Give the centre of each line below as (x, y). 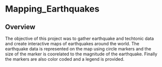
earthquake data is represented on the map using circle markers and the (78, 49)
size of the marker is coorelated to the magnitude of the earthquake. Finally (81, 54)
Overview (20, 27)
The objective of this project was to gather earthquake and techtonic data (80, 38)
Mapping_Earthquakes (52, 9)
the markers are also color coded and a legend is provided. (65, 59)
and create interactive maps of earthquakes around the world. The (72, 44)
